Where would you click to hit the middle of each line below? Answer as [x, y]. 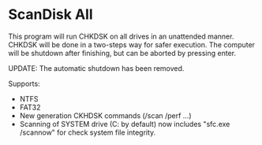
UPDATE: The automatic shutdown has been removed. [96, 68]
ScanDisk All [51, 15]
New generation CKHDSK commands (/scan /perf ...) [105, 115]
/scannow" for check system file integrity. [88, 132]
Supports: [24, 84]
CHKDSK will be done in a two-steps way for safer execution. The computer [131, 44]
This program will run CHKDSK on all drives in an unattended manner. [121, 36]
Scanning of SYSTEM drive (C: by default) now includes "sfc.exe [125, 124]
